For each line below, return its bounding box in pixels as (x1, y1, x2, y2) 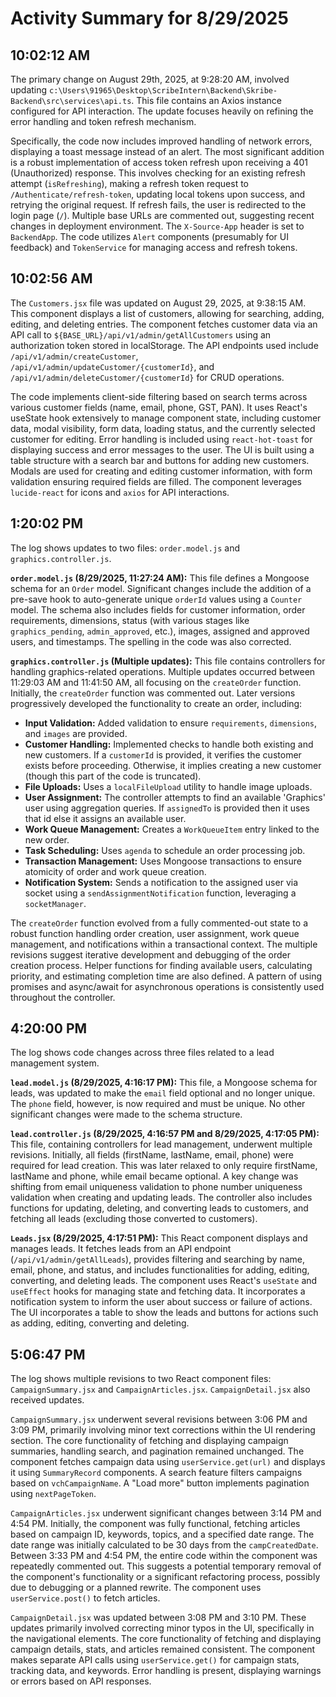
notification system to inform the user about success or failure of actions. (10, 1296, 313, 1308)
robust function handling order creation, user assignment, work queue (10, 927, 300, 939)
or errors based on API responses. (10, 1675, 152, 1687)
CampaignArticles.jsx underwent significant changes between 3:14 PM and (10, 1507, 322, 1519)
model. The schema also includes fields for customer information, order (10, 603, 306, 616)
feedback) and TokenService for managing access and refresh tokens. (10, 242, 298, 253)
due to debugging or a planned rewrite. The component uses (10, 1582, 262, 1594)
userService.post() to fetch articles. (10, 1592, 161, 1604)
